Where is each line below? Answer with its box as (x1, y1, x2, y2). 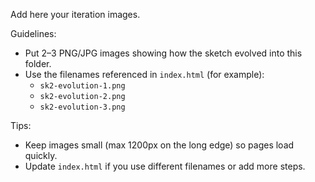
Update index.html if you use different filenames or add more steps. (24, 160, 306, 172)
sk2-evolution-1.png (39, 81, 126, 91)
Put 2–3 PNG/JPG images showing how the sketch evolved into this (24, 47, 303, 59)
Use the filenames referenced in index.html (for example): (24, 69, 265, 80)
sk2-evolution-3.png (39, 102, 126, 112)
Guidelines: (10, 28, 57, 39)
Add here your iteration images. (10, 9, 141, 20)
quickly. (24, 150, 58, 161)
